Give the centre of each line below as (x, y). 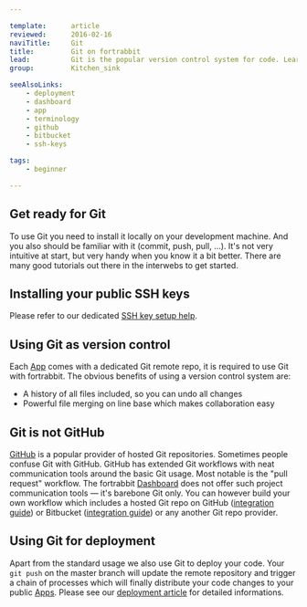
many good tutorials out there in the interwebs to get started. (124, 265)
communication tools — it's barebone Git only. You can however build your (150, 493)
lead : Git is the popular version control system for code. (145, 60)
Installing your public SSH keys (100, 293)
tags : (20, 161)
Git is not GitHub (57, 432)
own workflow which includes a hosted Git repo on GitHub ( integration (142, 502)
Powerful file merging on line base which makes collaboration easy (149, 403)
